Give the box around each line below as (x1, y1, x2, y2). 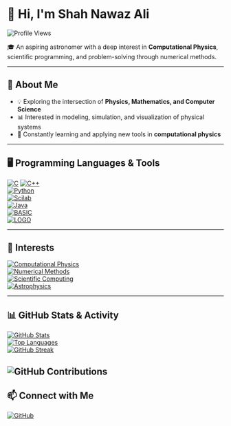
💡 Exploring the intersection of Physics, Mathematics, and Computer (16, 97, 215, 105)
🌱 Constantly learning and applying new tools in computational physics (16, 130, 221, 138)
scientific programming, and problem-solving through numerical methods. (7, 52, 217, 61)
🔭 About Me (7, 79, 58, 91)
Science (16, 105, 41, 113)
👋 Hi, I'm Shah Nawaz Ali (7, 6, 150, 22)
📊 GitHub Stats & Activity (7, 309, 119, 321)
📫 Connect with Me (7, 390, 94, 401)
